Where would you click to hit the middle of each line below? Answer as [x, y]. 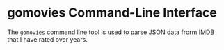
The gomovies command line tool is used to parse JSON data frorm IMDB [111, 32]
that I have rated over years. [48, 39]
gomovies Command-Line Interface [112, 13]
